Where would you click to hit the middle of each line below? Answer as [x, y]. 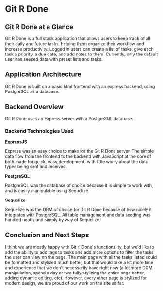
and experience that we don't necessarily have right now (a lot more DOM [79, 267]
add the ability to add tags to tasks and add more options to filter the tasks [79, 252]
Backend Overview [34, 107]
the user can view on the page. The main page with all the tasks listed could [81, 257]
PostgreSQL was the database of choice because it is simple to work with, [79, 185]
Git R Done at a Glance [39, 27]
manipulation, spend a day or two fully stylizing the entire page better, [75, 273]
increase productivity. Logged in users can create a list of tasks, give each [79, 49]
